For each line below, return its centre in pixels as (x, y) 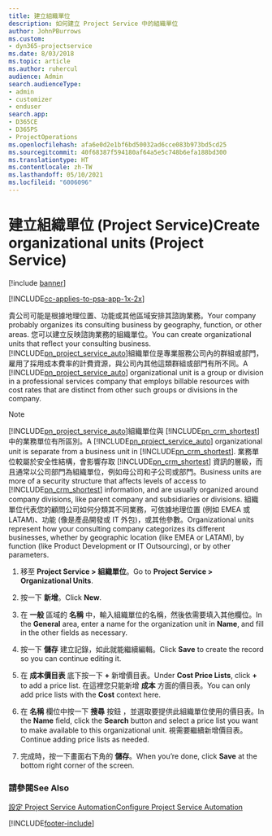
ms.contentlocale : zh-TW (50, 168)
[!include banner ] (37, 282)
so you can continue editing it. (71, 658)
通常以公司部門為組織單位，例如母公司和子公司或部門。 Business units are (138, 471)
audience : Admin (36, 77)
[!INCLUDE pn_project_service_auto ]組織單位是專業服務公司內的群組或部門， (136, 353)
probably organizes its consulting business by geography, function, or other (135, 324)
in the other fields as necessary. (74, 632)
